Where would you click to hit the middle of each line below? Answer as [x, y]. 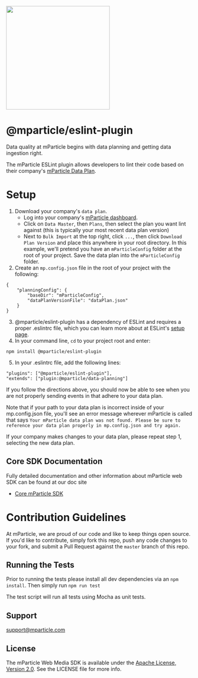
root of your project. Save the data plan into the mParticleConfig [102, 255]
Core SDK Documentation [54, 462]
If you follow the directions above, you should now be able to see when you [98, 389]
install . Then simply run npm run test [53, 586]
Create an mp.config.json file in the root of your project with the [92, 268]
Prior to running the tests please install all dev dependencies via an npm [92, 579]
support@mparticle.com [36, 630]
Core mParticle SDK [39, 493]
